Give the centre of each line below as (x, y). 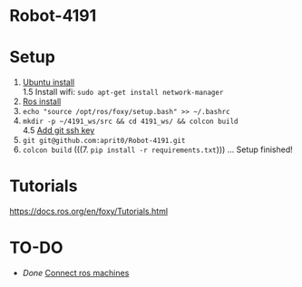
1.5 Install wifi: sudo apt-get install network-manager (123, 92)
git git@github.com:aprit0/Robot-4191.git (104, 141)
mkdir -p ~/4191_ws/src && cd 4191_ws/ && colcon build (130, 122)
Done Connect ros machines (76, 273)
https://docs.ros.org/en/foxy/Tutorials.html (89, 211)
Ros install (42, 101)
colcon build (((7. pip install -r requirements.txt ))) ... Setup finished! (157, 149)
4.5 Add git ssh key (58, 130)
